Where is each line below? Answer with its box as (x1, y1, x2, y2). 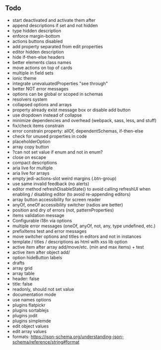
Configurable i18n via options (12, 217, 72, 223)
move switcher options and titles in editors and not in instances (12, 233, 142, 239)
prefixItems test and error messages (12, 228, 87, 234)
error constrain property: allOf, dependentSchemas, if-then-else (12, 128, 144, 134)
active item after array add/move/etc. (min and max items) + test (12, 244, 144, 250)
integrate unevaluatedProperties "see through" (12, 80, 108, 86)
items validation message (12, 212, 64, 218)
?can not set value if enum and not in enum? (12, 149, 103, 155)
